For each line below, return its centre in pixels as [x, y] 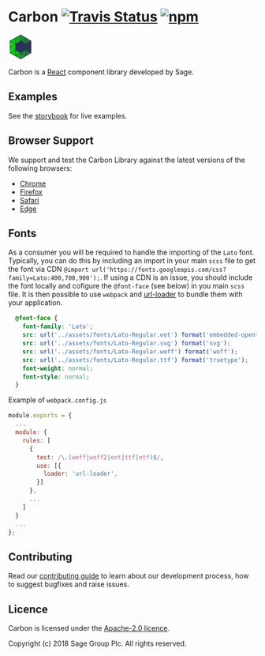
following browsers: [40, 168]
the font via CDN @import [49, 270]
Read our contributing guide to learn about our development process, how [129, 576]
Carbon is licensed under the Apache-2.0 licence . [89, 628]
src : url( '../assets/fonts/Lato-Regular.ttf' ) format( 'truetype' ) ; [135, 360]
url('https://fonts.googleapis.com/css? [159, 270]
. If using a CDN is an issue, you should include [176, 277]
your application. [35, 303]
